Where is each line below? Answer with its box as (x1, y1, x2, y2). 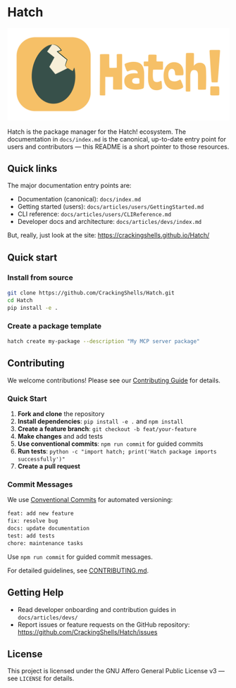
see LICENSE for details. (7, 674, 75, 683)
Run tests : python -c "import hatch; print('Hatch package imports (17, 447, 217, 456)
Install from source (7, 273, 73, 282)
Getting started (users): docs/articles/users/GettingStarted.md (17, 202, 204, 211)
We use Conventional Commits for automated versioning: (7, 496, 173, 504)
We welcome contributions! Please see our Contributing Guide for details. (7, 376, 221, 384)
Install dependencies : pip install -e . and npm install (17, 417, 184, 426)
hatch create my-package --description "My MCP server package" (7, 338, 200, 345)
